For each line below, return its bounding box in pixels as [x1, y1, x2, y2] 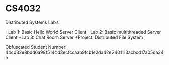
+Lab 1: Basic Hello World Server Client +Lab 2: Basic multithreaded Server [5, 29, 161, 35]
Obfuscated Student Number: [5, 44, 67, 50]
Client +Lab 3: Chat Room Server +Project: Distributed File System [5, 34, 143, 40]
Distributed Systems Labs [5, 19, 59, 25]
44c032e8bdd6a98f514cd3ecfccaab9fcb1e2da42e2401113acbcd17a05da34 [5, 49, 164, 55]
